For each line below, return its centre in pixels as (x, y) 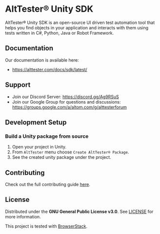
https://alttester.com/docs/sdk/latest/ (50, 69)
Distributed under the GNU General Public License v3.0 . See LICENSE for (79, 212)
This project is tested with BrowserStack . (46, 226)
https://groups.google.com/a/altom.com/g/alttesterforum (69, 107)
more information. (23, 216)
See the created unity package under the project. (61, 157)
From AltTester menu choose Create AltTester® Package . (70, 152)
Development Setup (36, 122)
